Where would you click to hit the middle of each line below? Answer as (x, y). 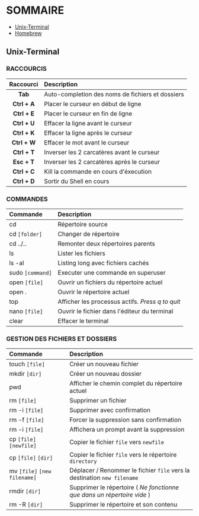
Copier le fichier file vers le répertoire (123, 455)
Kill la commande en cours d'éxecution (98, 171)
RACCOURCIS (27, 69)
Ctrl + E (23, 114)
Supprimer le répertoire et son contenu (123, 505)
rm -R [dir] (26, 505)
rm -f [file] (27, 420)
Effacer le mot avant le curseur (87, 142)
